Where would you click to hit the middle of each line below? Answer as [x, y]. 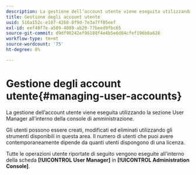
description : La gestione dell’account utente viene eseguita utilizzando [99, 11]
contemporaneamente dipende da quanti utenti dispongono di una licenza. [96, 142]
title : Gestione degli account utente [53, 17]
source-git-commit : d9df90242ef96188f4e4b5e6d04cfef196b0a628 [83, 33]
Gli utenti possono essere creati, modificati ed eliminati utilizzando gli [89, 130]
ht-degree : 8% [23, 50]
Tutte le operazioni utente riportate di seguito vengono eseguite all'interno [95, 153]
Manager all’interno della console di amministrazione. [70, 118]
